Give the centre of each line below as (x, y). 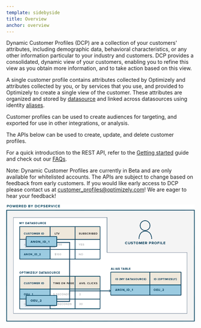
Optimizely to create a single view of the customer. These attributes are (94, 93)
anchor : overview (28, 25)
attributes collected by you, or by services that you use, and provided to (95, 86)
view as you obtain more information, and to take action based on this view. (99, 68)
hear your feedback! (31, 196)
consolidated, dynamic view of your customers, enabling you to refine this (98, 62)
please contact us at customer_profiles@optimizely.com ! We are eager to (97, 190)
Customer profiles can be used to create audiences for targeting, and (92, 117)
